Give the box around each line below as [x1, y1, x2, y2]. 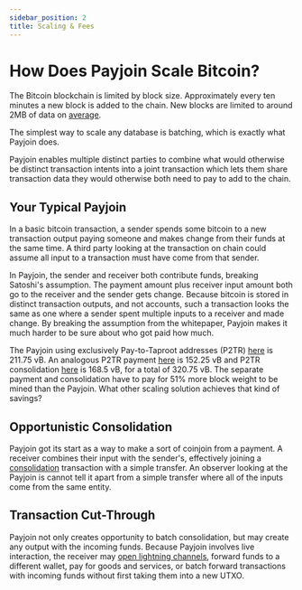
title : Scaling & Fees [9, 22, 95, 31]
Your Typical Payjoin [9, 200, 127, 215]
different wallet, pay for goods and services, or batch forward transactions [9, 560, 287, 571]
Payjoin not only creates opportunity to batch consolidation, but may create [9, 531, 289, 542]
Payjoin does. [9, 136, 60, 147]
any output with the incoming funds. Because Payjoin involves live [9, 541, 255, 552]
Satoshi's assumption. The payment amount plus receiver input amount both [9, 279, 293, 290]
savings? [9, 393, 42, 404]
